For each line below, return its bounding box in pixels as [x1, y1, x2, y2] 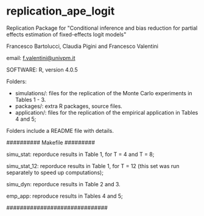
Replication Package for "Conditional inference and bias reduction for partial [6, 24, 198, 32]
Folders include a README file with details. [6, 127, 114, 134]
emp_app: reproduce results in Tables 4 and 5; [6, 192, 123, 200]
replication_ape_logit [6, 4, 115, 18]
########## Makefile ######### [6, 138, 96, 146]
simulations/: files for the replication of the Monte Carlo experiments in [15, 89, 193, 96]
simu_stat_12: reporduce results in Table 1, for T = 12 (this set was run [6, 162, 180, 169]
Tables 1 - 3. [15, 96, 46, 103]
